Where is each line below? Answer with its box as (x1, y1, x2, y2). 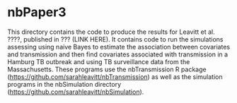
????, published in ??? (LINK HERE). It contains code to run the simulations (7, 35, 224, 43)
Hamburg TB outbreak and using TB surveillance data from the (7, 57, 190, 66)
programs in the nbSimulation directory (7, 80, 122, 88)
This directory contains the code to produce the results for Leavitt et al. (7, 28, 215, 36)
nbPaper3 (7, 4, 67, 20)
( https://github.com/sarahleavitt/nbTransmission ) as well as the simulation (7, 72, 223, 81)
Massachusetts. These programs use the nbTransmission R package (7, 65, 207, 73)
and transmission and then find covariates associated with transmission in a (7, 50, 229, 59)
